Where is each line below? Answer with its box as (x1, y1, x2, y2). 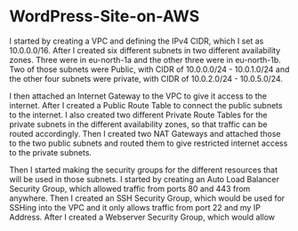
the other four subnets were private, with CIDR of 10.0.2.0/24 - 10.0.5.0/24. (9, 73, 283, 84)
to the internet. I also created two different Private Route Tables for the (9, 109, 268, 120)
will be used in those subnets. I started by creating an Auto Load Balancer (9, 173, 280, 184)
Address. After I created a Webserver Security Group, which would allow (9, 211, 276, 222)
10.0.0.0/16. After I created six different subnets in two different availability (9, 44, 281, 55)
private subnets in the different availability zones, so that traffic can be (9, 118, 268, 130)
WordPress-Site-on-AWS (9, 6, 200, 27)
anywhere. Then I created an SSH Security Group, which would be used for (9, 193, 286, 203)
